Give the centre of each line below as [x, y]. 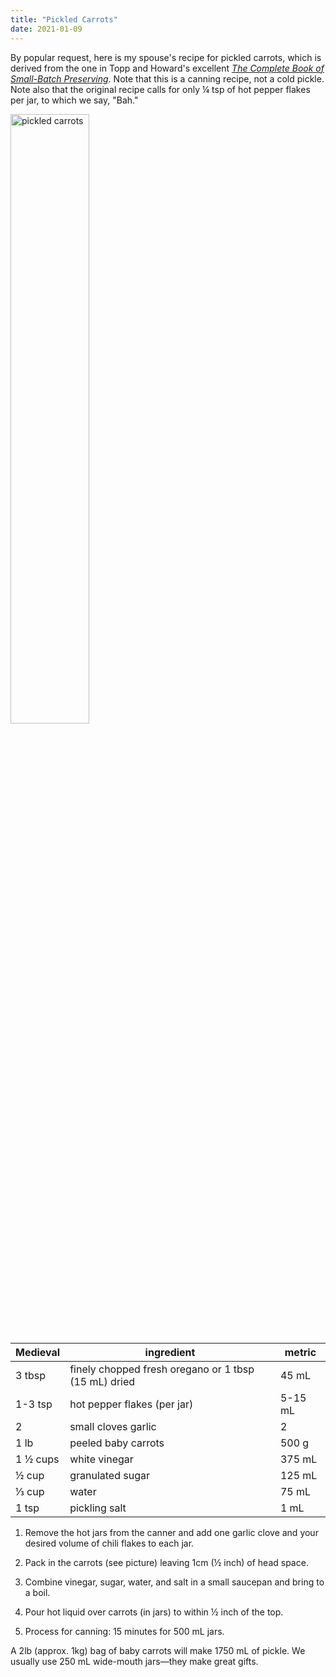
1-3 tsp [34, 1404]
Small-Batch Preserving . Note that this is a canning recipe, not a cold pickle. [167, 78]
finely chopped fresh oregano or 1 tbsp [162, 1369]
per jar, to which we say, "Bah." [74, 100]
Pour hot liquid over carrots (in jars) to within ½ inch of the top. [154, 1612]
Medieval [38, 1352]
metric [300, 1352]
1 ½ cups [37, 1459]
